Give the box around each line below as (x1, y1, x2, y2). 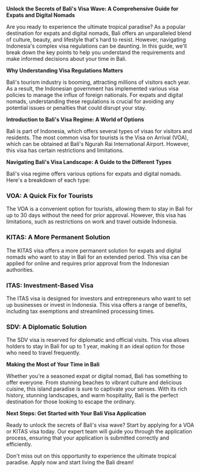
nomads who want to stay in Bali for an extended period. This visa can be (6, 253, 188, 260)
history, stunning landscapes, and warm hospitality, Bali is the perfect (6, 392, 178, 399)
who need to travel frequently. (6, 349, 81, 356)
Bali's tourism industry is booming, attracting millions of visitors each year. (6, 78, 190, 86)
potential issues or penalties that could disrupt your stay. (6, 104, 147, 111)
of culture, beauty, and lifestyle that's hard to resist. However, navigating (6, 36, 186, 43)
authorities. (6, 266, 34, 273)
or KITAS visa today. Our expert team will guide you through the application (6, 428, 192, 435)
